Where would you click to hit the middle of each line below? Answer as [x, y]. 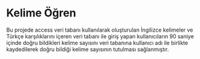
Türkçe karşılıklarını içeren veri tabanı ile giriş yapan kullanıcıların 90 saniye [100, 36]
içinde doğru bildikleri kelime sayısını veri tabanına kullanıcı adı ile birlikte [97, 43]
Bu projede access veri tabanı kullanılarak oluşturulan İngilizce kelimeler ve [100, 30]
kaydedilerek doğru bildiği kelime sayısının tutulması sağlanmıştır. [88, 49]
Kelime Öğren [41, 13]
